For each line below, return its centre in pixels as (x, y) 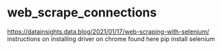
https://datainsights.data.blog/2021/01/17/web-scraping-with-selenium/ (108, 32)
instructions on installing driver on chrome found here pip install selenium (111, 38)
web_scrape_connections (82, 13)
